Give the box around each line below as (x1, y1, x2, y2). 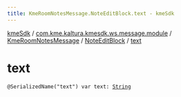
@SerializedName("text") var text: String (7, 83, 131, 90)
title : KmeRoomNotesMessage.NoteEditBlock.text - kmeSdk (7, 10, 175, 17)
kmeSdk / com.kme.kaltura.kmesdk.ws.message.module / (7, 29, 172, 37)
